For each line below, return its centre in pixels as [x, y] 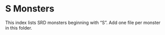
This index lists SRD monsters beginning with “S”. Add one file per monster [83, 22]
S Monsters [30, 9]
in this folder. [19, 27]
